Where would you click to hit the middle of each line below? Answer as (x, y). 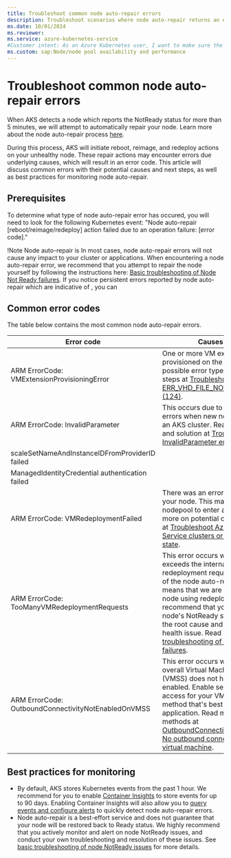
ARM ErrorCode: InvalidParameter (65, 425)
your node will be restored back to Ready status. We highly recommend (118, 825)
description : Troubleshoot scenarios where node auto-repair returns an (113, 20)
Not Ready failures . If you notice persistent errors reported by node (102, 279)
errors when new (189, 416)
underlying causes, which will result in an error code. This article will (104, 162)
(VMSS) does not (190, 678)
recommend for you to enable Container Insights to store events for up (117, 796)
